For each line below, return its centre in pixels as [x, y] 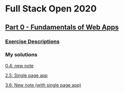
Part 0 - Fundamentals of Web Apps [62, 27]
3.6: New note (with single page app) [43, 85]
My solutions [21, 54]
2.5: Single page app [26, 75]
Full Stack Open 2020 [51, 9]
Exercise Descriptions [32, 41]
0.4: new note [19, 65]
